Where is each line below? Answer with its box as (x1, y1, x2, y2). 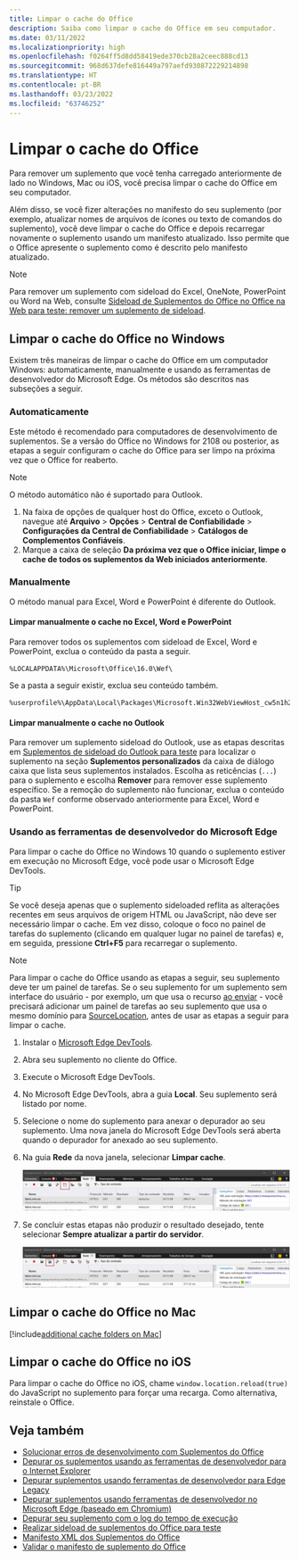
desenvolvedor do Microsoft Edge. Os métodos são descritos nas (9, 374, 249, 385)
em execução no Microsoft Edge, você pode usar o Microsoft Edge (9, 855, 255, 866)
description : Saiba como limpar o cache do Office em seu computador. (9, 23, 277, 33)
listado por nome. (21, 1098, 87, 1108)
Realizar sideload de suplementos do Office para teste (21, 1523, 222, 1533)
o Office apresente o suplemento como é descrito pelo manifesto (9, 242, 248, 253)
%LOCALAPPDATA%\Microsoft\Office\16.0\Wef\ (9, 665, 174, 674)
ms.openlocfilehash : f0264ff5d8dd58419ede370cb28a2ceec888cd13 (9, 52, 249, 62)
